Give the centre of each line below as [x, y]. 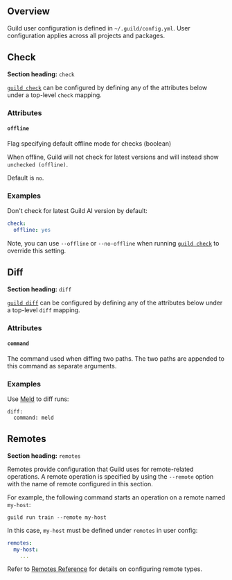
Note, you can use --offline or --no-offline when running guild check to [113, 243]
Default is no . [26, 178]
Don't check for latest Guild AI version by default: [77, 211]
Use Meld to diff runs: [38, 399]
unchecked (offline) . [38, 164]
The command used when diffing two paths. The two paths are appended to [116, 358]
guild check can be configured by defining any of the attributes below [107, 87]
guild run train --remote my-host [57, 517]
